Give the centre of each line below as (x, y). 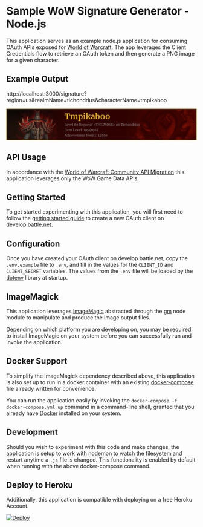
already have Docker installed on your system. (64, 413)
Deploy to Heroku (40, 485)
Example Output (37, 79)
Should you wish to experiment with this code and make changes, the (93, 447)
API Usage (26, 158)
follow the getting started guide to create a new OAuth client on (85, 218)
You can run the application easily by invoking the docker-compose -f (92, 400)
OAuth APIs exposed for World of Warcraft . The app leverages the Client (96, 47)
